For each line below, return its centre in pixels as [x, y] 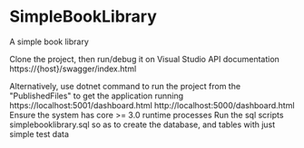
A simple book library [49, 42]
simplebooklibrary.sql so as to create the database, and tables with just [142, 125]
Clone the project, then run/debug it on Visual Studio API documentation [144, 59]
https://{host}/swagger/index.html [73, 69]
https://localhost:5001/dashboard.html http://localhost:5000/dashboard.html [152, 105]
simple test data [39, 134]
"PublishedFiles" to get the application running [97, 96]
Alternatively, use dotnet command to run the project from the [125, 86]
